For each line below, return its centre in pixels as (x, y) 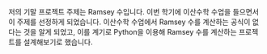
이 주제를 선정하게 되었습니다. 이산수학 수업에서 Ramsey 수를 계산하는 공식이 (129, 22)
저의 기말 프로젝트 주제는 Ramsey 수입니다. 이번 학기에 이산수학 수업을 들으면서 (133, 12)
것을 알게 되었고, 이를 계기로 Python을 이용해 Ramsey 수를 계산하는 (130, 32)
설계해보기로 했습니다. (58, 42)
